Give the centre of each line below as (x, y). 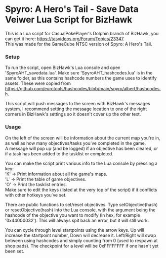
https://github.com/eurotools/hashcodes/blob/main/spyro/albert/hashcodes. (83, 89)
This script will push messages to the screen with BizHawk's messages (78, 104)
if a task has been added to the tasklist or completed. (59, 154)
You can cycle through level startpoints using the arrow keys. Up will (75, 230)
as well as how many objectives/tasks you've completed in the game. (76, 143)
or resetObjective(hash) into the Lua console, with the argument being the (80, 210)
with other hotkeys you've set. (36, 195)
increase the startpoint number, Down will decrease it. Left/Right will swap (81, 235)
